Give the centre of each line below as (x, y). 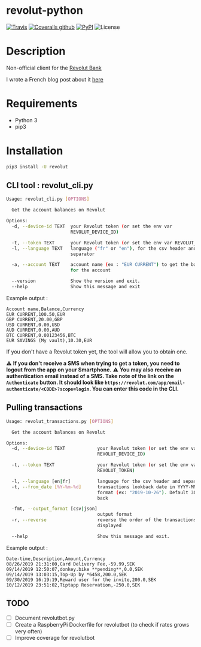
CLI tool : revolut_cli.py (50, 185)
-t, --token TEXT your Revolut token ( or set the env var (92, 243)
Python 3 (26, 120)
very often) (28, 631)
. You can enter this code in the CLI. (134, 388)
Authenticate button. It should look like (55, 382)
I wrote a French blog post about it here (55, 79)
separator (83, 254)
